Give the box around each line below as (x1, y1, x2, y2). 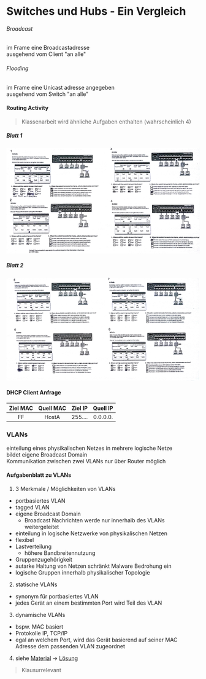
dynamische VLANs (15, 611, 66, 618)
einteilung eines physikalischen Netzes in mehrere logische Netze (6, 444, 173, 452)
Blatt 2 (6, 262, 24, 269)
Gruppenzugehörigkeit (15, 555, 72, 563)
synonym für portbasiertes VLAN (15, 592, 99, 600)
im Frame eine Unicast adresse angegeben (6, 84, 115, 91)
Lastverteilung (15, 543, 52, 550)
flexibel (15, 536, 34, 543)
